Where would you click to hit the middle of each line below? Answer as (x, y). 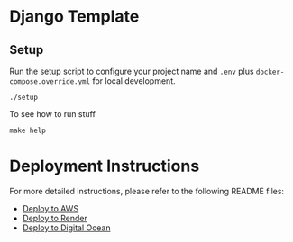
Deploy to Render (55, 218)
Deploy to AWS (50, 208)
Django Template (74, 17)
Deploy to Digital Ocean (66, 228)
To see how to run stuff (53, 114)
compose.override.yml (50, 82)
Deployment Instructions (105, 166)
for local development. (134, 81)
